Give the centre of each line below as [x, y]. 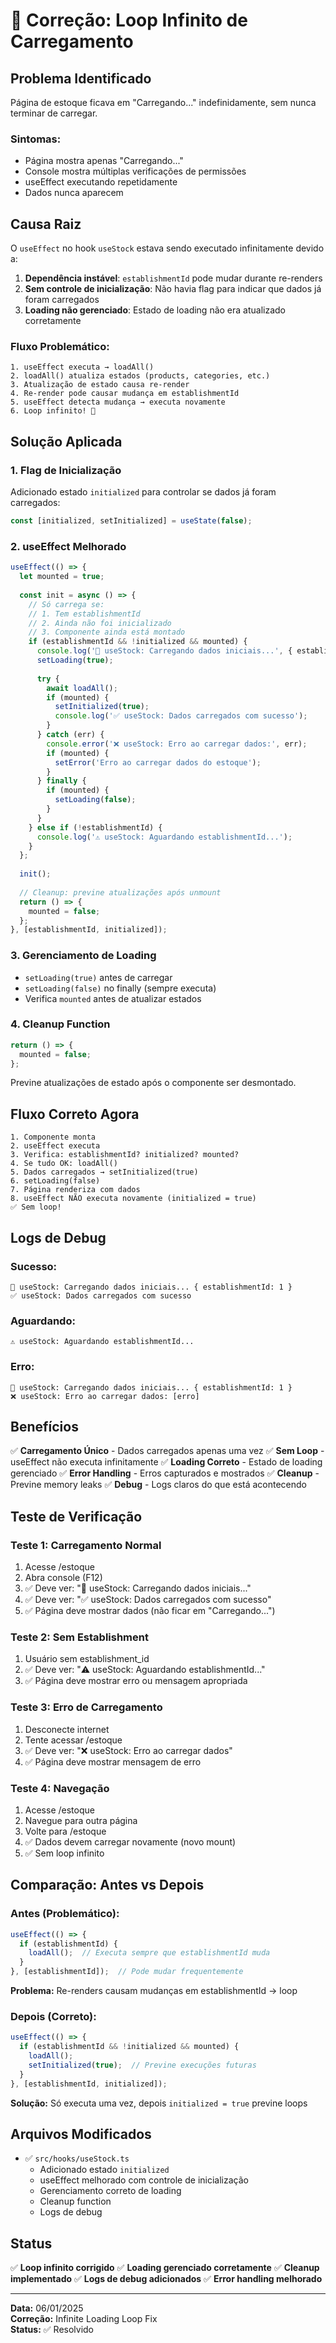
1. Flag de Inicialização [66, 470]
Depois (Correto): [53, 2016]
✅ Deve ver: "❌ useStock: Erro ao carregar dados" [128, 1750]
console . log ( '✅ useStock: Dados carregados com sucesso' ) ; [181, 716]
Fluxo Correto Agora [75, 1114]
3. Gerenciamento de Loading [83, 956]
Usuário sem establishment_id [87, 1659]
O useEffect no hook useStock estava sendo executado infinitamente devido [167, 248]
